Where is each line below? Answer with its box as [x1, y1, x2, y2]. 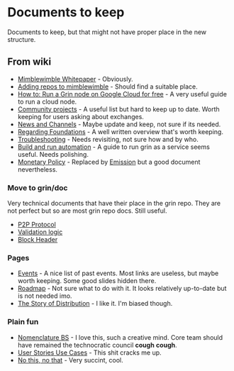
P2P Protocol [17, 221, 57, 229]
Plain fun [7, 317, 39, 327]
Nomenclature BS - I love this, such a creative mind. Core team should [17, 333, 223, 341]
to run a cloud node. [17, 97, 77, 106]
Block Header [17, 236, 58, 244]
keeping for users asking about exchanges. [17, 112, 144, 121]
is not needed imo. [17, 292, 72, 300]
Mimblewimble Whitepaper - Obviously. [17, 74, 133, 83]
